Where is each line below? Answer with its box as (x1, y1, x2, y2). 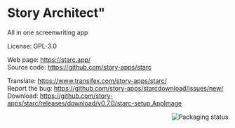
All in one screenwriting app (7, 28, 88, 37)
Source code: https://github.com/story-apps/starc (7, 63, 152, 71)
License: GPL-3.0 (7, 41, 58, 50)
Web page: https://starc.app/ (7, 55, 91, 64)
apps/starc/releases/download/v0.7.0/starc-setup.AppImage (7, 98, 182, 107)
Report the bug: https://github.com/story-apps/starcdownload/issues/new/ (7, 84, 224, 92)
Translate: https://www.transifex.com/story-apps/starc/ (7, 76, 167, 85)
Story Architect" (7, 5, 105, 21)
